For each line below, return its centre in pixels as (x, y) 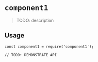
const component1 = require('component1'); (49, 47)
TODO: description (35, 20)
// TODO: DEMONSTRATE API (31, 55)
